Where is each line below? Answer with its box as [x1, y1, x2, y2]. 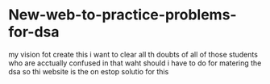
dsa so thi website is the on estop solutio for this [8, 66, 169, 76]
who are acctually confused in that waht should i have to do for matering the [8, 58, 262, 68]
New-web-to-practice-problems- [8, 6, 237, 24]
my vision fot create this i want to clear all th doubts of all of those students [8, 49, 258, 59]
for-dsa [8, 23, 60, 41]
